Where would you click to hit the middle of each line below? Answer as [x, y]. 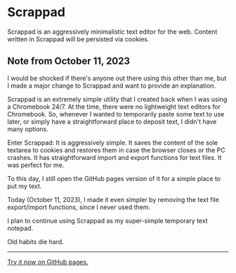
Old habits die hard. [36, 241]
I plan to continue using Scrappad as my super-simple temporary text [108, 220]
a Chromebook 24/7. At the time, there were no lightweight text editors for [114, 107]
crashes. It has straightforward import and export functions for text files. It [114, 157]
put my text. [25, 186]
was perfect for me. [36, 165]
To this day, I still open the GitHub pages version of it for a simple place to [114, 178]
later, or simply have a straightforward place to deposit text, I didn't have [112, 121]
